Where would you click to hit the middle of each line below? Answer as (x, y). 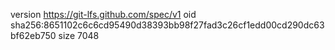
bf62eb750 (33, 35)
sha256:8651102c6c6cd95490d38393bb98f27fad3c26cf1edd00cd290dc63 (167, 25)
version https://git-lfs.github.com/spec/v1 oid (103, 14)
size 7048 (79, 35)
